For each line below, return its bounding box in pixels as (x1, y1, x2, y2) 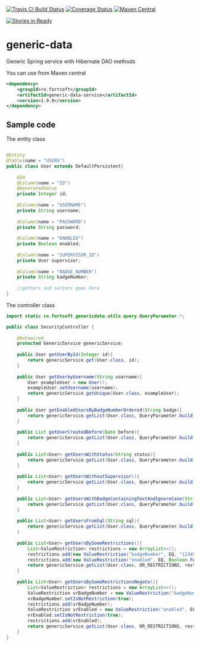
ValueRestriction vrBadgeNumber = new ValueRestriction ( (27, 590, 171, 596)
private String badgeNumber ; (17, 274, 89, 280)
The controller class (6, 301, 55, 308)
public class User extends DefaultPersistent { (6, 163, 124, 169)
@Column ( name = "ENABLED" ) (17, 236, 84, 242)
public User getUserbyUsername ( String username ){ (17, 373, 143, 380)
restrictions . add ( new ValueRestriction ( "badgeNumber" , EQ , (27, 551, 177, 557)
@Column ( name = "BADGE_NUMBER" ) (17, 268, 97, 274)
